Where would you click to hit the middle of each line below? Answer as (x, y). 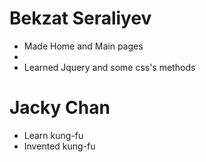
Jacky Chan (60, 108)
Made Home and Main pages (83, 46)
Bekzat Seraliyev (80, 18)
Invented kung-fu (59, 146)
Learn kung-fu (53, 135)
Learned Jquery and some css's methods (109, 67)
